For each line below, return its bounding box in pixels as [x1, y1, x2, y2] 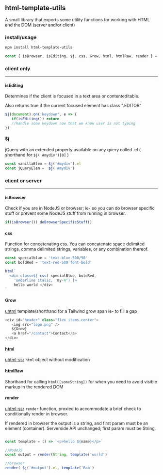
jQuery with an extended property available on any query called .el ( [5, 147, 141, 153]
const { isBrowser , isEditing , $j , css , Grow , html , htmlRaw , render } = [5, 53, 158, 59]
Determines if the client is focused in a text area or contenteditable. [5, 93, 140, 99]
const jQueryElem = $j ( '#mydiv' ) [5, 166, 75, 171]
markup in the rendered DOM [5, 384, 64, 390]
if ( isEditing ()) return [11, 116, 60, 122]
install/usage [5, 34, 37, 41]
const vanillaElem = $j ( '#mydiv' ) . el [5, 161, 81, 166]
